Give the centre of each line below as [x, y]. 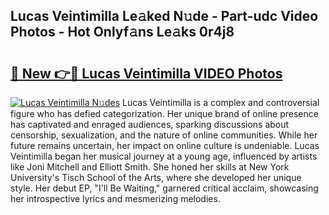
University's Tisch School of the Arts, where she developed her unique [156, 177]
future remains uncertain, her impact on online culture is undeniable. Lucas [165, 145]
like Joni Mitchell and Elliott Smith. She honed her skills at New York [150, 167]
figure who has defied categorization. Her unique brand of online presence [164, 113]
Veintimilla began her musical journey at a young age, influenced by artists [164, 156]
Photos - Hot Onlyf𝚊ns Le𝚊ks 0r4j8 [122, 32]
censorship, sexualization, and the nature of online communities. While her [164, 135]
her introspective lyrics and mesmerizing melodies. [115, 198]
